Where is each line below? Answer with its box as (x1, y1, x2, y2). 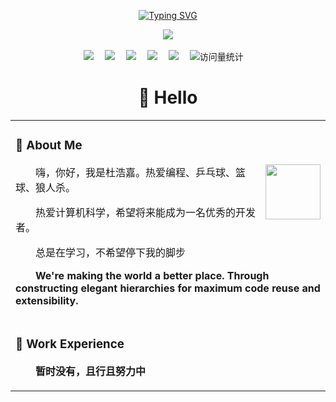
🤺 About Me (15, 138, 83, 154)
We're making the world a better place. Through (35, 268, 270, 282)
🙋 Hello (138, 86, 198, 109)
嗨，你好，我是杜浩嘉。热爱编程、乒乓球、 (35, 165, 237, 179)
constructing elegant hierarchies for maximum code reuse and (15, 281, 321, 295)
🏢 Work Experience (15, 336, 125, 352)
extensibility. (15, 293, 79, 307)
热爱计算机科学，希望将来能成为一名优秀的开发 (35, 205, 257, 219)
